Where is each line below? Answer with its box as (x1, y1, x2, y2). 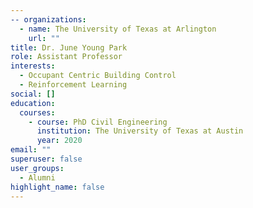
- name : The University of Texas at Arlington (19, 24, 217, 34)
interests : (10, 61, 56, 71)
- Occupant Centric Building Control (19, 71, 177, 81)
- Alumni (19, 172, 56, 183)
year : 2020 (36, 136, 83, 146)
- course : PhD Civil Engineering (28, 117, 168, 127)
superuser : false (10, 154, 83, 164)
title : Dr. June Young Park (10, 42, 128, 53)
